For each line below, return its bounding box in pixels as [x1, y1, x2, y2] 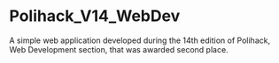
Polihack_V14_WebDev [9, 6, 181, 26]
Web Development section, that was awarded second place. [9, 44, 229, 54]
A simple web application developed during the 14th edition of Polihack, [9, 35, 271, 45]
